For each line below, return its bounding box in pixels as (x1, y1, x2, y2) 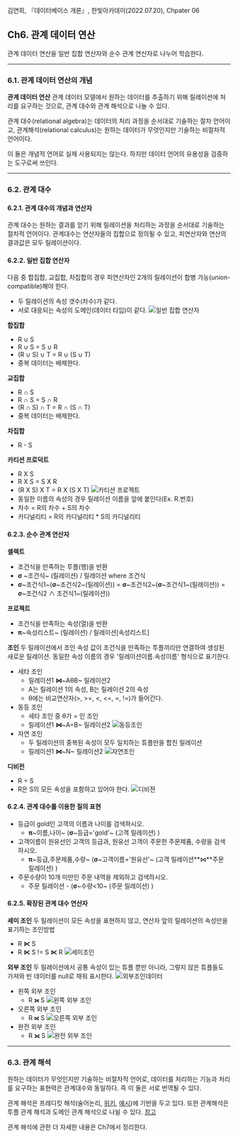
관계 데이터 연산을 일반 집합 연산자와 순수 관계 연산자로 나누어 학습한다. (7, 49, 204, 58)
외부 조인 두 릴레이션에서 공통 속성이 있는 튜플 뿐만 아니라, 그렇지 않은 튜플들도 (7, 963, 225, 972)
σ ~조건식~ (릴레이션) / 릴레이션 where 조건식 (17, 571, 146, 580)
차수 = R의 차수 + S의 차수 (17, 504, 91, 512)
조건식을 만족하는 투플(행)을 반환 (17, 562, 108, 570)
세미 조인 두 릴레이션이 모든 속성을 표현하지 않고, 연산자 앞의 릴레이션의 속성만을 (7, 916, 228, 925)
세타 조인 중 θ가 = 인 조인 (28, 711, 99, 720)
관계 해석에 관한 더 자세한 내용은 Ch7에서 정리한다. (7, 1123, 147, 1132)
